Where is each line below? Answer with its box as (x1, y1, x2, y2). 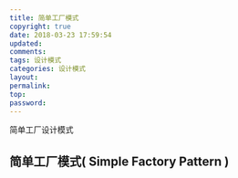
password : (9, 98, 47, 108)
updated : (9, 38, 43, 48)
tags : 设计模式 (9, 56, 62, 65)
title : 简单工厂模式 (9, 13, 79, 23)
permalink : (9, 81, 51, 90)
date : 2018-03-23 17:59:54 (9, 30, 112, 39)
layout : (9, 73, 39, 82)
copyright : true (9, 22, 71, 31)
